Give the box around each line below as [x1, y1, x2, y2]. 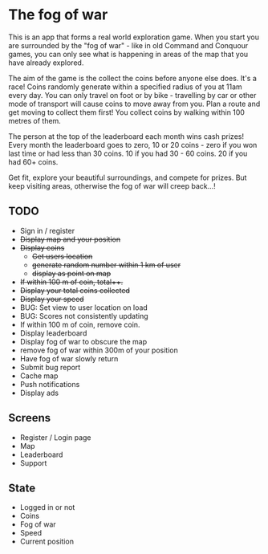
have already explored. [8, 58, 84, 67]
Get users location [31, 251, 93, 261]
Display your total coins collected [19, 285, 131, 295]
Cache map [19, 371, 59, 381]
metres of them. [8, 116, 62, 125]
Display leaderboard [19, 328, 87, 338]
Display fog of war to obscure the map [19, 336, 148, 346]
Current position [19, 536, 75, 547]
